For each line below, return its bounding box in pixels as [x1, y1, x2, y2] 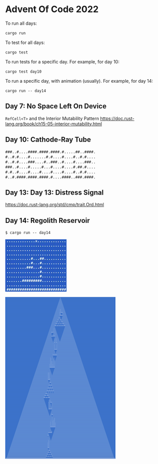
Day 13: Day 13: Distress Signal [5, 188, 104, 197]
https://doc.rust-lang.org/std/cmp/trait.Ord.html [5, 202, 104, 208]
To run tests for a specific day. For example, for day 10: [5, 59, 120, 65]
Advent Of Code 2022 [5, 4, 99, 15]
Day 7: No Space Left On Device [5, 102, 107, 110]
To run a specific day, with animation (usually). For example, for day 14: [5, 78, 153, 84]
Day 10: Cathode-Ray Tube [5, 135, 91, 144]
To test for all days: [5, 39, 45, 45]
